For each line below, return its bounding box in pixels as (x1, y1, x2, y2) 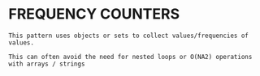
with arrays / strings (8, 60, 85, 68)
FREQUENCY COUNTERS (8, 5, 180, 23)
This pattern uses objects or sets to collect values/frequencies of (8, 32, 249, 40)
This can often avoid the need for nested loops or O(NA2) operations (8, 53, 253, 61)
